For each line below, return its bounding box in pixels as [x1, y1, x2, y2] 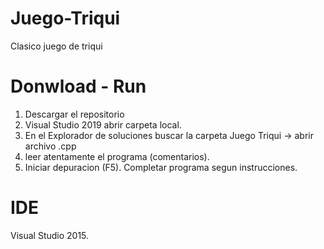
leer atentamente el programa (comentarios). [24, 150, 210, 162]
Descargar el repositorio [24, 108, 125, 120]
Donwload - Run [10, 75, 147, 98]
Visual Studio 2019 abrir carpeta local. [24, 118, 182, 131]
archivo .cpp [24, 140, 77, 152]
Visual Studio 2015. [10, 229, 90, 241]
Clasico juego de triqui [10, 40, 103, 52]
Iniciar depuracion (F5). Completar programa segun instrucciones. [24, 161, 298, 173]
